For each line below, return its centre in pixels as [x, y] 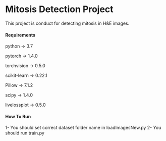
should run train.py [25, 133]
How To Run [18, 116]
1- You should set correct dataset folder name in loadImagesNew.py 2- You [83, 128]
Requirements [20, 35]
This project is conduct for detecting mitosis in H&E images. [67, 23]
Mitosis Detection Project [59, 9]
